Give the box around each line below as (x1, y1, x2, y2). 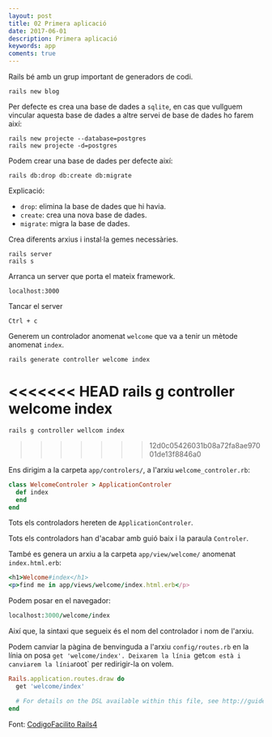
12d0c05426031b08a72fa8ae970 (149, 440, 261, 450)
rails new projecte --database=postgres (8, 135, 147, 143)
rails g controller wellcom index (8, 426, 125, 435)
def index (15, 488, 49, 496)
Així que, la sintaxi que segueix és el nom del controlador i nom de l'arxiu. (8, 626, 254, 636)
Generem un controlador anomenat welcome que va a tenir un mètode (8, 332, 239, 341)
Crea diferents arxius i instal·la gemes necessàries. (8, 234, 179, 244)
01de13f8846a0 (149, 449, 202, 459)
